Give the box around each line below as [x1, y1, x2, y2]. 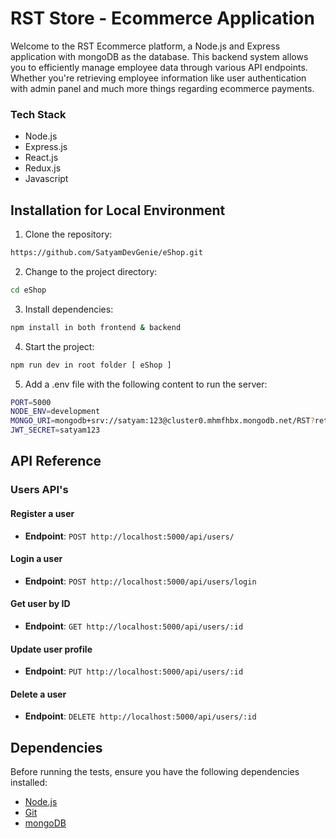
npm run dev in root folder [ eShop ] [10, 360, 172, 370]
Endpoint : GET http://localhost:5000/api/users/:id [24, 620, 244, 632]
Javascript [24, 173, 69, 185]
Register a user [10, 507, 75, 519]
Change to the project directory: [24, 265, 158, 277]
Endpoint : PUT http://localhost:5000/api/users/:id [24, 665, 244, 677]
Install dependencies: [24, 303, 114, 315]
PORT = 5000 [10, 397, 52, 407]
